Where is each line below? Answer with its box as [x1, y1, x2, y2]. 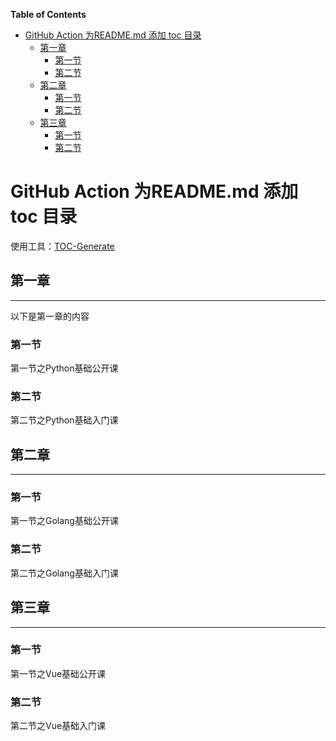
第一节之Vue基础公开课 [10, 667, 107, 679]
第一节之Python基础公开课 [10, 362, 119, 374]
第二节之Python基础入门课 [10, 414, 119, 426]
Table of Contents [10, 9, 87, 20]
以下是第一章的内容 [10, 310, 90, 322]
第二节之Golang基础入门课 [10, 567, 119, 579]
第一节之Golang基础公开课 [10, 515, 119, 527]
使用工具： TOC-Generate [10, 240, 115, 252]
